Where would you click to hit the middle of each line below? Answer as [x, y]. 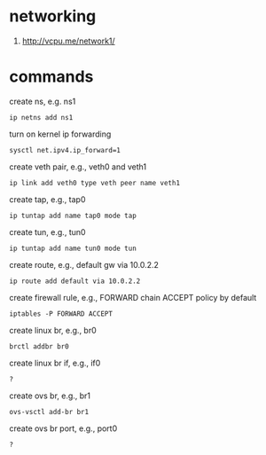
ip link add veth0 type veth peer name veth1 [94, 183]
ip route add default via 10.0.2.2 [75, 281]
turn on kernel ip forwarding [60, 134]
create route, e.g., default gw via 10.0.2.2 [84, 264]
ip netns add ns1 [41, 117]
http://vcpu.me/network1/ [68, 41]
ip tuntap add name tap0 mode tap [73, 216]
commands [51, 77]
